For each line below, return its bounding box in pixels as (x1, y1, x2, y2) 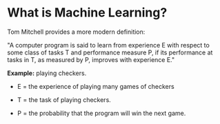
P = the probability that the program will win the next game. (17, 109, 186, 117)
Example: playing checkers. (7, 69, 87, 77)
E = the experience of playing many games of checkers (17, 82, 174, 90)
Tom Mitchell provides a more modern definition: (7, 28, 146, 36)
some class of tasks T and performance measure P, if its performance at (7, 48, 213, 56)
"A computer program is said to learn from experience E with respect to (7, 41, 210, 49)
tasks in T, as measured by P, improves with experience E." (7, 55, 174, 63)
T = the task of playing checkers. (17, 95, 112, 104)
